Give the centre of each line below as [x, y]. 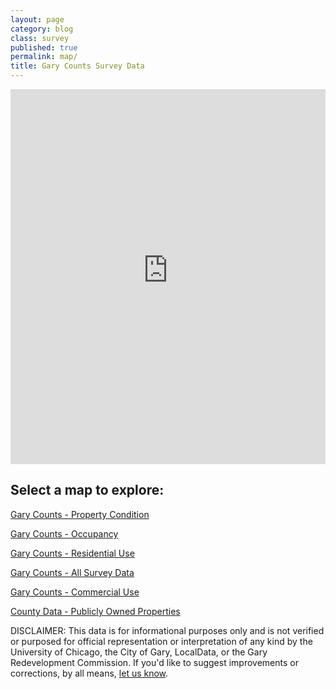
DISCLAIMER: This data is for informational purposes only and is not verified [167, 630]
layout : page [37, 19]
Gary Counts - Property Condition [80, 514]
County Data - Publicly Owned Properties [95, 611]
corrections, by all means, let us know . [89, 673]
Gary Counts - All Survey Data [72, 572]
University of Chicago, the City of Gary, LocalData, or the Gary [139, 652]
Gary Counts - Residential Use [72, 553]
